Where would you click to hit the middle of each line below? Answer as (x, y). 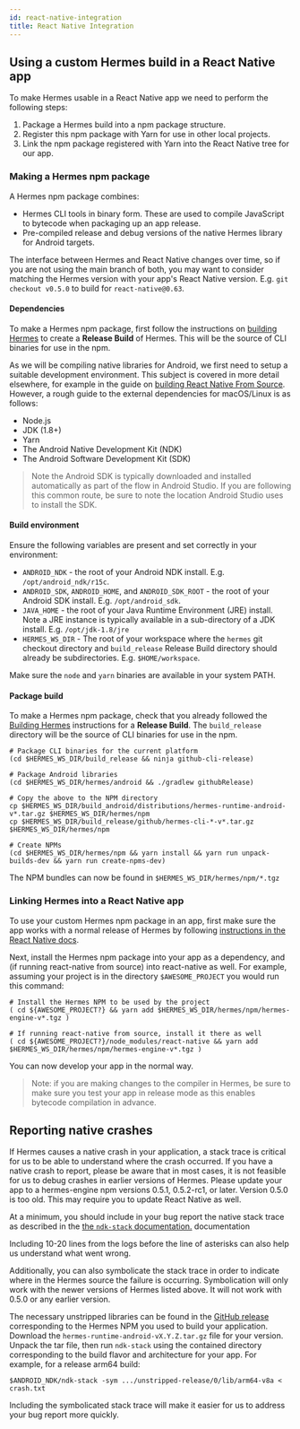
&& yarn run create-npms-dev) (110, 861)
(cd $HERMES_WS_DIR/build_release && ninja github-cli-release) (132, 759)
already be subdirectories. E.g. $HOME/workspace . (111, 658)
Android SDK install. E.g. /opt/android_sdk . (101, 601)
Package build (36, 695)
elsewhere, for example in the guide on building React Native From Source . (147, 384)
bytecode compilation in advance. (94, 1102)
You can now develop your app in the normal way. (102, 1066)
